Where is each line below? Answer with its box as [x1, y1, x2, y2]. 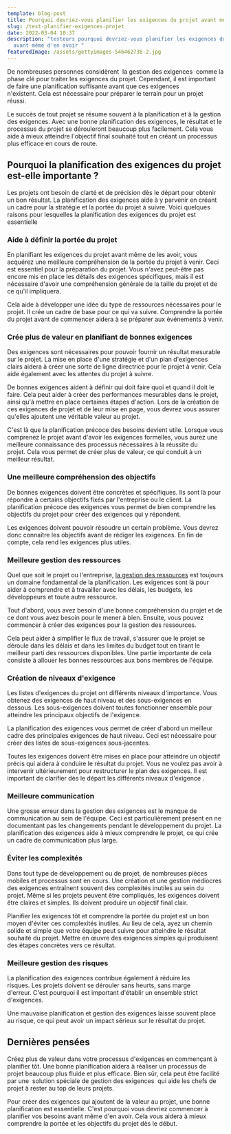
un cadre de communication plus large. [7, 836, 118, 845]
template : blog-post [7, 10, 67, 17]
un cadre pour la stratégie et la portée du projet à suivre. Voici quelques [7, 203, 211, 211]
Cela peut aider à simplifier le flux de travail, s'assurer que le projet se [7, 634, 205, 642]
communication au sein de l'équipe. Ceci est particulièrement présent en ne [7, 814, 222, 823]
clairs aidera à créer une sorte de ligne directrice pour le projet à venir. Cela [7, 362, 221, 371]
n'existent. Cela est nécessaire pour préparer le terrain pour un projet [7, 89, 203, 97]
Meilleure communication [7, 792, 95, 801]
